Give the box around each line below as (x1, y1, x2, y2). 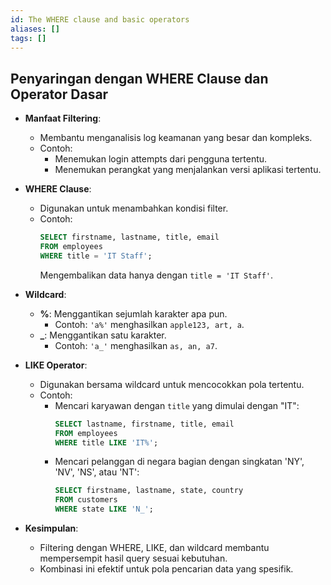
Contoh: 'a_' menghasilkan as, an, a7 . (54, 339, 218, 351)
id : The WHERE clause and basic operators (10, 14, 190, 25)
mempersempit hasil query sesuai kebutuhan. (39, 552, 228, 565)
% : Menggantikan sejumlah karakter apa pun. (39, 307, 228, 320)
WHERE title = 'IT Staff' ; (39, 251, 153, 261)
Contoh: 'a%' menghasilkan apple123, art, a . (54, 318, 245, 330)
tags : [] (10, 33, 47, 43)
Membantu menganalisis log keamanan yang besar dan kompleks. (39, 132, 313, 144)
